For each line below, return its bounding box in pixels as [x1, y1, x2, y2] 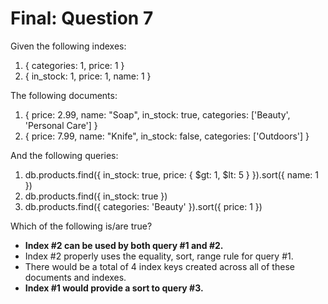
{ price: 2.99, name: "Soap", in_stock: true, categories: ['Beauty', [24, 108, 291, 121]
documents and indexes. [24, 271, 127, 283]
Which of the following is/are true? [10, 220, 153, 232]
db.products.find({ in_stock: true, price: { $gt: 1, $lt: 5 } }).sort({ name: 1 [24, 168, 319, 181]
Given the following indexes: [10, 40, 127, 52]
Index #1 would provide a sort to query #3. [24, 282, 204, 294]
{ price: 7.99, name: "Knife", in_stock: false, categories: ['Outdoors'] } [24, 130, 310, 142]
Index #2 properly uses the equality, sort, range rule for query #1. [24, 250, 294, 262]
